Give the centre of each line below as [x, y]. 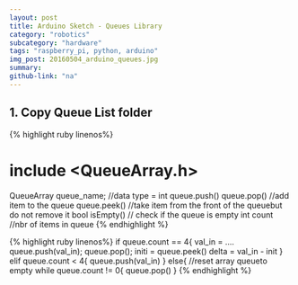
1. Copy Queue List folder [81, 113]
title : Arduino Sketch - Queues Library [86, 26]
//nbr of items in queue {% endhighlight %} [89, 224]
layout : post [34, 18]
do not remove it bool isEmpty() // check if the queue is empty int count [141, 214]
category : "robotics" [50, 34]
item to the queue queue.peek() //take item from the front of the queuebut [146, 205]
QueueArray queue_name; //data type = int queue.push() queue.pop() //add [149, 195]
